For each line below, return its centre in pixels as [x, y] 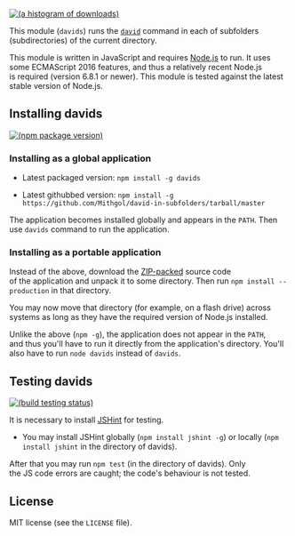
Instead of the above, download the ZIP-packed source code [120, 272]
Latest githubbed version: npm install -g [98, 195]
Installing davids [56, 114]
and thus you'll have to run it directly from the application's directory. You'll [147, 344]
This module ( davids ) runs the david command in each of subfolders [134, 31]
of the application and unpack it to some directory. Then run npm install [142, 281]
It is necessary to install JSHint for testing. [87, 420]
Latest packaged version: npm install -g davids [112, 178]
